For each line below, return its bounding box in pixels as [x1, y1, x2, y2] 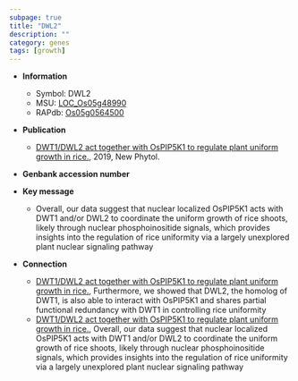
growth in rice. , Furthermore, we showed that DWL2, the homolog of [35, 285, 288, 296]
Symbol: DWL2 [35, 89, 91, 99]
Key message [21, 186, 74, 197]
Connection [21, 258, 67, 269]
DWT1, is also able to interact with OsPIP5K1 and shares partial [35, 295, 267, 306]
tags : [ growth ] [9, 47, 66, 55]
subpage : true [9, 13, 63, 22]
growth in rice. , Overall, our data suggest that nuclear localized [35, 324, 268, 334]
